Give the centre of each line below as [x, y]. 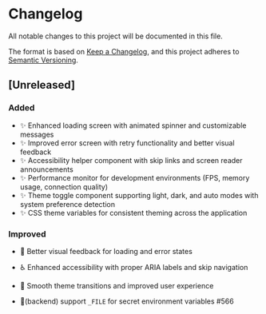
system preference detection [67, 204]
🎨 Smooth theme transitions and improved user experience [117, 285]
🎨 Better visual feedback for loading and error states [106, 251]
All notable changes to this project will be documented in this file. [116, 36]
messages [37, 134]
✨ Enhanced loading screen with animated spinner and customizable [133, 125]
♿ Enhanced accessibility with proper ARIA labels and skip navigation [134, 267]
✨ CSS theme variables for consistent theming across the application [133, 213]
